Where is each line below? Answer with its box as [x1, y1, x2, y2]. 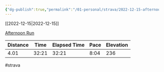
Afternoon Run [5, 30, 35, 36]
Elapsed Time [52, 41, 85, 48]
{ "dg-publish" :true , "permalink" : [5, 7, 73, 12]
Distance [7, 41, 29, 48]
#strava [5, 62, 20, 68]
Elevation [105, 41, 128, 48]
